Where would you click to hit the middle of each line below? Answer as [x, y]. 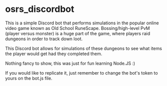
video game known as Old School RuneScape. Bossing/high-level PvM [78, 28]
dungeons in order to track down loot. [44, 39]
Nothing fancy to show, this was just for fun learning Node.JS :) [70, 63]
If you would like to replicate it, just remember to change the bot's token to [82, 73]
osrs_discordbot [40, 9]
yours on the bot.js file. [29, 78]
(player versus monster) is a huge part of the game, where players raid [78, 33]
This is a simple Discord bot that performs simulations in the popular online [82, 23]
